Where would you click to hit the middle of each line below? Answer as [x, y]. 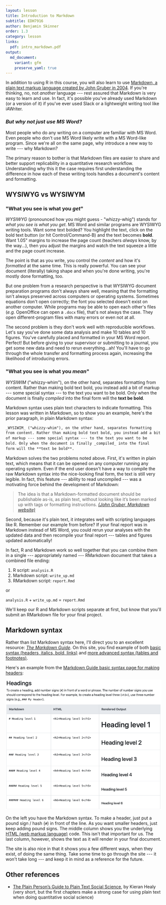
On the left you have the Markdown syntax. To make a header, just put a [79, 818]
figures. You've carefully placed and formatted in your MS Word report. [78, 338]
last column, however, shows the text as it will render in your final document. [83, 839]
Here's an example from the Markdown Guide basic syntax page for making [83, 667]
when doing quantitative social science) [53, 897]
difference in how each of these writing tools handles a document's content [83, 174]
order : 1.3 [17, 31]
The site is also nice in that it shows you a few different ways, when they [79, 849]
